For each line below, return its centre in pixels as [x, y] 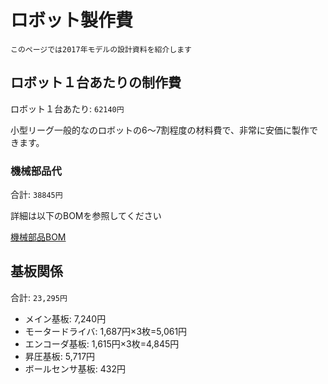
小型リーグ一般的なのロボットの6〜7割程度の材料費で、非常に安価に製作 [160, 130]
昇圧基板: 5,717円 [60, 356]
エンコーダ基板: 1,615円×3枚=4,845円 [102, 343]
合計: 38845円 [36, 195]
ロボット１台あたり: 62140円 [67, 108]
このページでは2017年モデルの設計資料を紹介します [101, 49]
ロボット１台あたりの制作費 [96, 82]
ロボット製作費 [72, 20]
